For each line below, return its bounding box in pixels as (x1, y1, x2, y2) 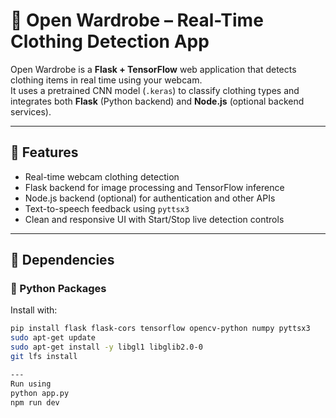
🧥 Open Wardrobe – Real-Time (10, 9, 264, 32)
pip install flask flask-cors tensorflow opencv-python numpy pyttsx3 (10, 324, 311, 334)
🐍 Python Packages (10, 282, 107, 296)
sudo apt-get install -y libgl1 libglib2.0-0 (10, 342, 203, 353)
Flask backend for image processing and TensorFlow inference (24, 181, 285, 193)
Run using (10, 379, 52, 389)
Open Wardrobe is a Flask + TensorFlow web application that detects (10, 63, 297, 75)
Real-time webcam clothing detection (24, 170, 180, 183)
